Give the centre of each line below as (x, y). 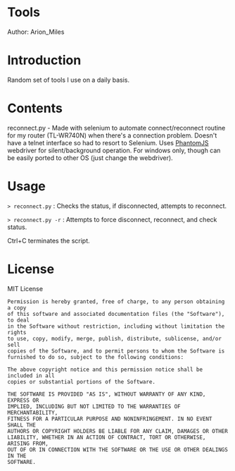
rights (17, 332)
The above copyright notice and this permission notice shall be (105, 369)
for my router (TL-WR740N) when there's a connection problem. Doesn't (112, 135)
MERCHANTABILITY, (33, 412)
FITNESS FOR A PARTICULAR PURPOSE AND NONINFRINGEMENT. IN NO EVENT (110, 419)
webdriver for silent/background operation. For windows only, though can (114, 150)
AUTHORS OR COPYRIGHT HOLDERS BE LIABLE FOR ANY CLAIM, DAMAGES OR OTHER (118, 431)
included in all (31, 375)
